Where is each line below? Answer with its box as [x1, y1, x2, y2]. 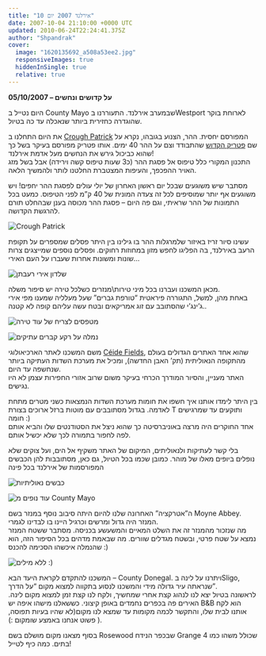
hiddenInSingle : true [15, 63, 87, 71]
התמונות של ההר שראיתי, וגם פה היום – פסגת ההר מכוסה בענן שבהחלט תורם [8, 198, 240, 207]
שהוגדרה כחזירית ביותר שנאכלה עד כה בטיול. [8, 116, 142, 125]
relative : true [15, 71, 66, 79]
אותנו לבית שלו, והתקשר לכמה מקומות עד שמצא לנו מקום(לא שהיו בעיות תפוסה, [8, 606, 247, 616]
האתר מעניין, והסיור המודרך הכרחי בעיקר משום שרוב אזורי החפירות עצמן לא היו [8, 372, 244, 382]
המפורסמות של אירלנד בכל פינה [8, 462, 104, 472]
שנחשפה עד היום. [8, 364, 61, 374]
